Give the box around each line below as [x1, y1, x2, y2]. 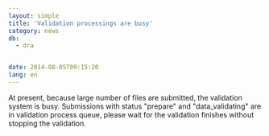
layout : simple [8, 11, 60, 20]
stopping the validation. [8, 118, 87, 128]
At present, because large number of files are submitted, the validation [8, 93, 243, 102]
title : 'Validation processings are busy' [8, 19, 153, 27]
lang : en [8, 71, 38, 79]
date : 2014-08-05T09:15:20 [8, 64, 99, 72]
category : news [8, 27, 60, 35]
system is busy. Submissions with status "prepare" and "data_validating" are [8, 101, 262, 111]
